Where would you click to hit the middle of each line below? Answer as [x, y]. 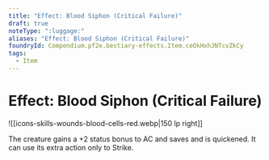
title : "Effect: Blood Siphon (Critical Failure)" [95, 16]
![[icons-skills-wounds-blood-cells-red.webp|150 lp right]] [106, 123]
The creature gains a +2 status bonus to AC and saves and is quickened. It [132, 139]
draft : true [28, 23]
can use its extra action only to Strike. [71, 147]
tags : [17, 53]
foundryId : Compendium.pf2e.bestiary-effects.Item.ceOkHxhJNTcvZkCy [126, 46]
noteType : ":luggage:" [46, 31]
